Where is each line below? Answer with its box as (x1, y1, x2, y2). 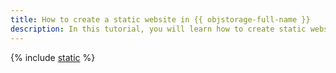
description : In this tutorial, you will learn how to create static (10, 24, 307, 34)
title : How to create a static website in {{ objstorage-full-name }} (10, 14, 311, 25)
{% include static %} (10, 51, 96, 63)
